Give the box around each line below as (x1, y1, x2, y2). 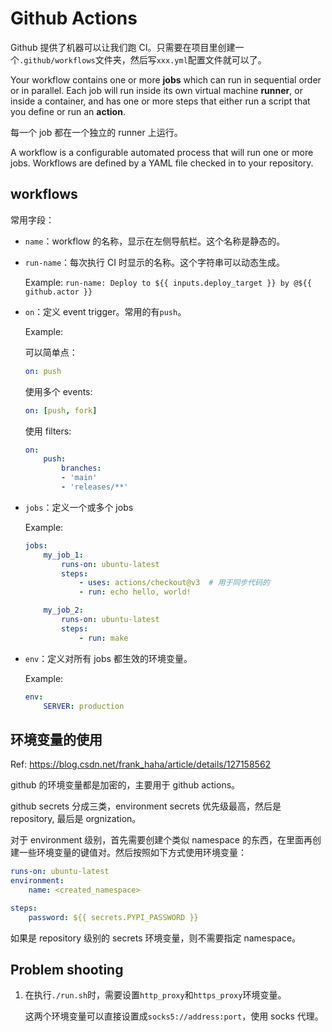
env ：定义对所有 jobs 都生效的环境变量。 (24, 652, 193, 664)
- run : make (78, 633, 129, 643)
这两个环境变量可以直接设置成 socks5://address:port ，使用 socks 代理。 (24, 1010, 324, 1022)
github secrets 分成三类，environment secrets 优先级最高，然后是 (10, 800, 282, 812)
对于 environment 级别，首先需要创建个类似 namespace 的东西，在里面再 (10, 834, 313, 846)
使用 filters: (24, 425, 72, 437)
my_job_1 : (43, 550, 84, 560)
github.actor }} (24, 287, 93, 297)
